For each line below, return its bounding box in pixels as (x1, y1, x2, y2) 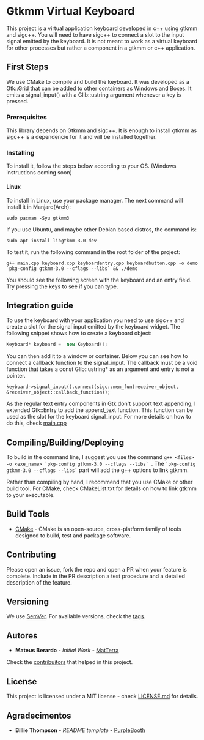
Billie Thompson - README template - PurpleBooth (15, 727, 145, 734)
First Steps (6, 62, 49, 72)
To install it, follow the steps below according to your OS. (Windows (6, 162, 177, 170)
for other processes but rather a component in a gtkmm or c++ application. (6, 44, 195, 51)
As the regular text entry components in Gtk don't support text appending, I (6, 400, 196, 408)
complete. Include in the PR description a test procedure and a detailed (6, 572, 185, 580)
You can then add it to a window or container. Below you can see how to (6, 353, 188, 360)
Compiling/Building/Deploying (6, 437, 124, 447)
